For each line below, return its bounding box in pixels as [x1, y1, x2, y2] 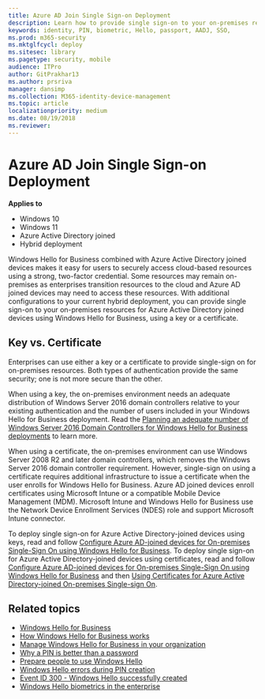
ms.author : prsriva [8, 77, 73, 85]
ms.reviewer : [8, 122, 51, 130]
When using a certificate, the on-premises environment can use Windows [8, 446, 248, 456]
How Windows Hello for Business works [19, 631, 150, 641]
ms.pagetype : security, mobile [8, 56, 111, 64]
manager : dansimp [8, 85, 65, 93]
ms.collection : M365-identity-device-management [8, 92, 171, 100]
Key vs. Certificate [8, 336, 103, 350]
